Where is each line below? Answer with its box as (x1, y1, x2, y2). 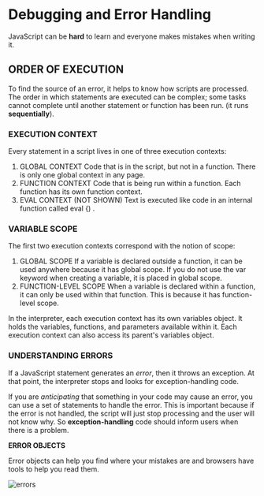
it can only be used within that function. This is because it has (19, 290, 221, 300)
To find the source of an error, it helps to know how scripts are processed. (8, 84, 249, 93)
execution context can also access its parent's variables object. (8, 330, 214, 340)
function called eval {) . (19, 203, 95, 214)
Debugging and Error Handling (8, 6, 211, 24)
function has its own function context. (19, 187, 143, 196)
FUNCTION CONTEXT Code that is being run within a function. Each (19, 179, 242, 188)
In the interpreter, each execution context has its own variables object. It (8, 314, 243, 323)
